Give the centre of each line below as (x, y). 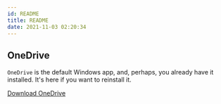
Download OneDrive (37, 93)
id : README (23, 14)
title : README (28, 20)
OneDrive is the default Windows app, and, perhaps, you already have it (110, 72)
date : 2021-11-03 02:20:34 (47, 27)
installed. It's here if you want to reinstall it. (69, 80)
